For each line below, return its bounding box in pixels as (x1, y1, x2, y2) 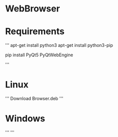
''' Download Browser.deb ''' (5, 96, 64, 102)
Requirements (5, 26, 65, 37)
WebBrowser (5, 3, 60, 14)
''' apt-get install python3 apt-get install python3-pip (5, 42, 113, 48)
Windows (5, 113, 45, 125)
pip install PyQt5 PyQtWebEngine (5, 52, 73, 58)
